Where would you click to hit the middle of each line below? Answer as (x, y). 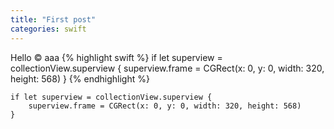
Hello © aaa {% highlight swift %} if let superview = (116, 57)
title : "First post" (53, 19)
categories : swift (48, 29)
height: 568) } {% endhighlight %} (80, 78)
